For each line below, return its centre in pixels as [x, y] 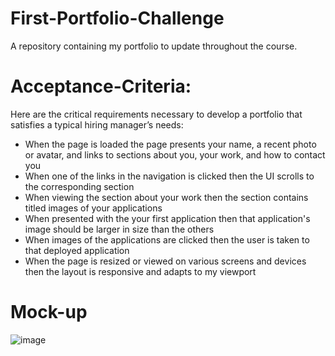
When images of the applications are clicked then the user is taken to [167, 239]
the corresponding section [79, 186]
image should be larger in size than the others [119, 229]
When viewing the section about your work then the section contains [166, 197]
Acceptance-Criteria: [101, 86]
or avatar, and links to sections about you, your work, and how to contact [175, 154]
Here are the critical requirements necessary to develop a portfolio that [156, 114]
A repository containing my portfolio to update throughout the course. [154, 46]
